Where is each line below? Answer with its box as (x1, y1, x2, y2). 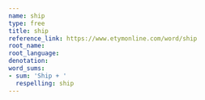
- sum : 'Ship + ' (8, 72, 67, 80)
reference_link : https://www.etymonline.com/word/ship (8, 34, 198, 43)
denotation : (8, 57, 49, 65)
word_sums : (8, 65, 45, 73)
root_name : (8, 42, 45, 50)
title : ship (8, 27, 49, 35)
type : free (8, 19, 45, 27)
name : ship (8, 11, 45, 20)
